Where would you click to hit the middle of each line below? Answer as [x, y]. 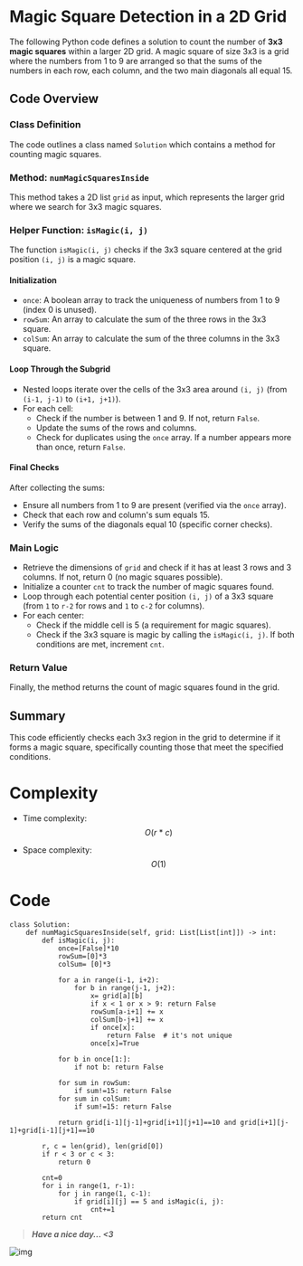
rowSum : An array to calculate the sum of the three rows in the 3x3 [144, 319]
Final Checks [34, 468]
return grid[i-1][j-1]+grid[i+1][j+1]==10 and [147, 1123]
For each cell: [48, 408]
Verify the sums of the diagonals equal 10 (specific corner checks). [147, 524]
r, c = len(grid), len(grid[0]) [103, 1147]
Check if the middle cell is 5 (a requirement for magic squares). [153, 625]
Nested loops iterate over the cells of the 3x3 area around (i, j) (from [155, 389]
